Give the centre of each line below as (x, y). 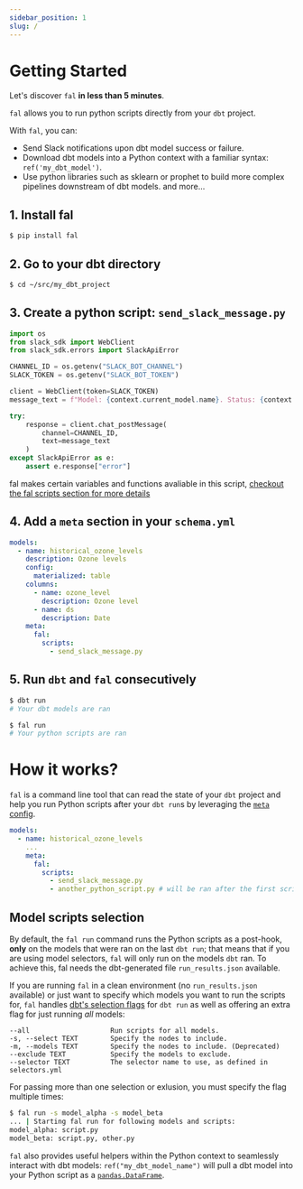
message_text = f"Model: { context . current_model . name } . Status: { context (151, 399)
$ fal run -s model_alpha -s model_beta (87, 1113)
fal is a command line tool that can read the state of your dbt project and (145, 794)
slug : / (24, 26)
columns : (42, 585)
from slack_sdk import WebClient (72, 342)
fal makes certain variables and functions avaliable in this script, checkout (147, 483)
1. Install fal (41, 214)
